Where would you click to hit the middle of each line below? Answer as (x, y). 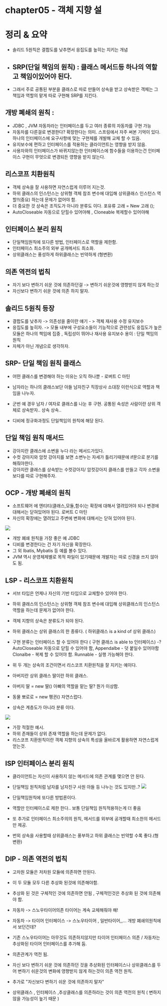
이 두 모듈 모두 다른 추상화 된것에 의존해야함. (55, 882)
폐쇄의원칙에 (149, 920)
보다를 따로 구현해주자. (34, 476)
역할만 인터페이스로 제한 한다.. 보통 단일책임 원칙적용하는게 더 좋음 (77, 808)
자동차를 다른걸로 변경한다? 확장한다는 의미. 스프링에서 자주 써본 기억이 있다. (86, 132)
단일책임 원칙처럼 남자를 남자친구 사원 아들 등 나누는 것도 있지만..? (76, 787)
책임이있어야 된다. (46, 76)
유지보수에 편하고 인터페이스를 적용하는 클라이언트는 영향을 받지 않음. (79, 144)
